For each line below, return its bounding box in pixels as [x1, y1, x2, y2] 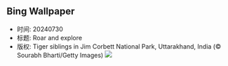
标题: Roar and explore [16, 33, 82, 42]
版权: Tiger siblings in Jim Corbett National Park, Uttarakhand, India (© [16, 42, 222, 51]
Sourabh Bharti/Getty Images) [16, 51, 104, 59]
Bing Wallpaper [6, 6, 75, 17]
